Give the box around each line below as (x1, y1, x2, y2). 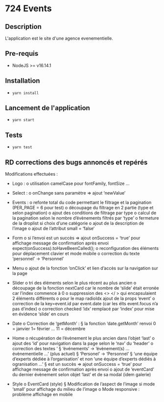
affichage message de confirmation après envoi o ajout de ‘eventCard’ (12, 366, 154, 372)
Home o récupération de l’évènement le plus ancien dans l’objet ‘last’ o (12, 335, 155, 341)
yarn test (12, 145, 33, 150)
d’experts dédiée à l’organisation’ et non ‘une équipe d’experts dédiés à (12, 356, 156, 362)
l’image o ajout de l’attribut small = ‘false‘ (12, 225, 94, 231)
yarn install (12, 90, 39, 95)
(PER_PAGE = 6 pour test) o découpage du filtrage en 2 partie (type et (12, 205, 154, 211)
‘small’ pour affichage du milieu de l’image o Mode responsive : (12, 386, 140, 392)
